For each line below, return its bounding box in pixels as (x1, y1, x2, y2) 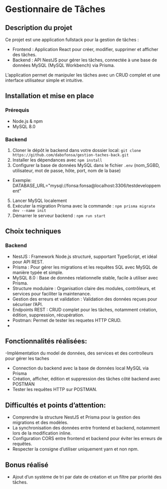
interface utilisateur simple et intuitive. (5, 77, 84, 83)
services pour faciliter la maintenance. (12, 290, 91, 296)
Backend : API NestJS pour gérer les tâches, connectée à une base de (12, 57, 157, 63)
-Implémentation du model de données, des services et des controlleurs (5, 350, 154, 356)
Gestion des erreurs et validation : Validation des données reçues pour (12, 296, 158, 302)
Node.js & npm (12, 118, 43, 124)
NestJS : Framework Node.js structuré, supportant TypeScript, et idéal (12, 253, 158, 259)
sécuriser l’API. (12, 301, 43, 307)
